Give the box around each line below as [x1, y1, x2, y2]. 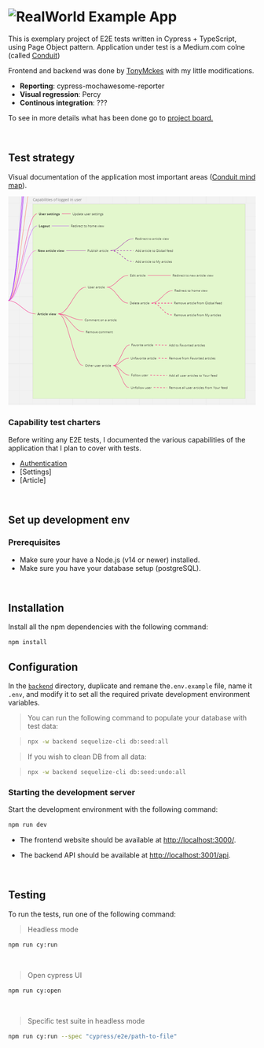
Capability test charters [8, 417, 101, 428]
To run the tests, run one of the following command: [8, 909, 177, 919]
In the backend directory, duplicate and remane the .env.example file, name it [8, 681, 253, 691]
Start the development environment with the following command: [8, 805, 218, 814]
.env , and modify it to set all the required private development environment [8, 690, 251, 699]
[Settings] [19, 467, 52, 476]
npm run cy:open [8, 987, 61, 994]
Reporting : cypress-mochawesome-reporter [19, 81, 165, 91]
